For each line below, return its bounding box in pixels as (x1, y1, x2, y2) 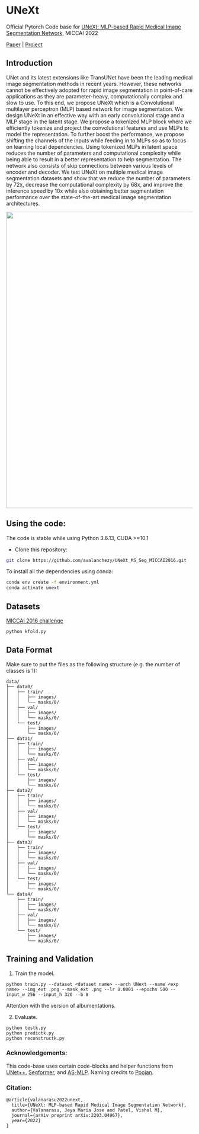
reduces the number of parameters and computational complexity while (6, 149, 181, 156)
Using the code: (6, 519, 66, 529)
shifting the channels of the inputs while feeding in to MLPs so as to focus (6, 137, 187, 144)
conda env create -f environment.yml (6, 579, 99, 586)
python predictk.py (6, 1030, 54, 1036)
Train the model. (14, 970, 55, 977)
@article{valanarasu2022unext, (6, 1097, 84, 1103)
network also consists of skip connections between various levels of (6, 162, 174, 169)
